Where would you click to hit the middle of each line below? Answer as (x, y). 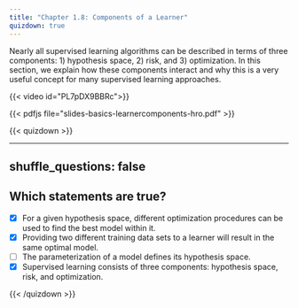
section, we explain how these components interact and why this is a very (144, 69)
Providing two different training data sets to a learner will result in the (148, 237)
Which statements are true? (88, 197)
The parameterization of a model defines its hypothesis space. (136, 257)
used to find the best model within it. (89, 227)
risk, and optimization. (63, 276)
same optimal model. (60, 247)
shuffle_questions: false (78, 166)
